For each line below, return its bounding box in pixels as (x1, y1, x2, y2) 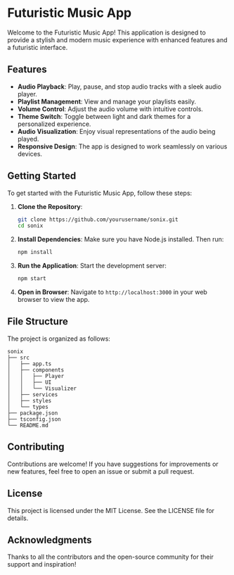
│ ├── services (7, 391, 58, 398)
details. (7, 514, 29, 522)
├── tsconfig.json (7, 415, 61, 423)
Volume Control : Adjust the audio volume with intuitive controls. (17, 104, 204, 113)
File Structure (7, 315, 68, 328)
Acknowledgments (7, 533, 93, 546)
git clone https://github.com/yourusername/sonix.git (17, 216, 178, 223)
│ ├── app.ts (7, 360, 52, 367)
